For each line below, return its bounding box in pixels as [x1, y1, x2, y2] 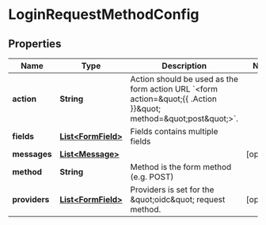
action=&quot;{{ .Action [130, 93, 218, 104]
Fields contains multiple [130, 126, 218, 137]
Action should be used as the [130, 73, 239, 84]
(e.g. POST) [130, 171, 174, 182]
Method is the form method [130, 162, 232, 172]
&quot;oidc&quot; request [130, 194, 226, 204]
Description [161, 61, 207, 71]
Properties [8, 37, 62, 51]
